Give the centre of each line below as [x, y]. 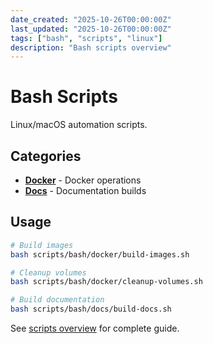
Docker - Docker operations [83, 180]
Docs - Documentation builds [85, 190]
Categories [46, 156]
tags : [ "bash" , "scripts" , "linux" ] [86, 38]
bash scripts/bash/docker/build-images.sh [100, 254]
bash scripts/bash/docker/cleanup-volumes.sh [106, 282]
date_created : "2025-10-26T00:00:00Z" [91, 19]
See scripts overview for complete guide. [95, 328]
